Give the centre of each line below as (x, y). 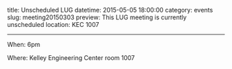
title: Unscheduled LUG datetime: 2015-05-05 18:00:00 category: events (110, 10)
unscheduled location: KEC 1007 (53, 24)
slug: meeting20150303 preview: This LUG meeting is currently (97, 17)
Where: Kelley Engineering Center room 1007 (71, 58)
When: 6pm (23, 45)
